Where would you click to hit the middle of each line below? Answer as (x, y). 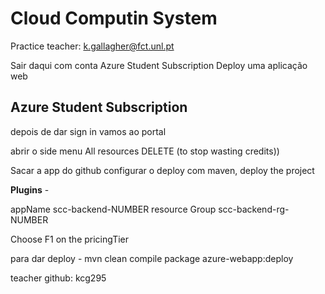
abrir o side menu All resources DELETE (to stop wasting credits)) (145, 151)
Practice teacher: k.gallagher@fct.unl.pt (92, 46)
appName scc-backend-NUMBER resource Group (113, 209)
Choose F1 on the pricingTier (70, 239)
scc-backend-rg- (254, 209)
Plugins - (30, 189)
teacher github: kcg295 (58, 278)
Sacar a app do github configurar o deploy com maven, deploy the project (162, 170)
